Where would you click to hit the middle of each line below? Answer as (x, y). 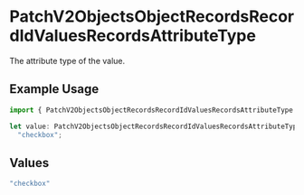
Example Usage (54, 89)
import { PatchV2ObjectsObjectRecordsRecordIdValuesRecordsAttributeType (152, 110)
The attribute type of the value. (67, 60)
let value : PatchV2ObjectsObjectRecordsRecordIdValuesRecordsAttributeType (155, 126)
